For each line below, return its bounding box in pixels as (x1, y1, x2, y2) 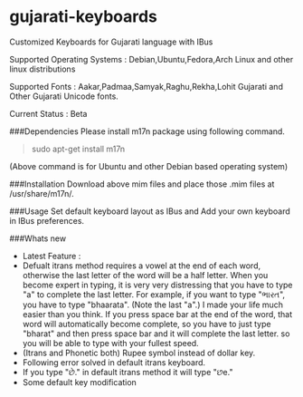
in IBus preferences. (9, 215, 84, 226)
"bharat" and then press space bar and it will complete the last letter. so (22, 328, 290, 339)
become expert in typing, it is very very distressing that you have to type (22, 279, 293, 290)
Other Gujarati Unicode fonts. (9, 91, 119, 102)
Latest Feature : (22, 250, 81, 261)
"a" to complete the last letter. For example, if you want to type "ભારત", (22, 288, 286, 300)
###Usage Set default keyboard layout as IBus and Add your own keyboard (9, 206, 291, 217)
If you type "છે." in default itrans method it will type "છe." (22, 366, 233, 377)
